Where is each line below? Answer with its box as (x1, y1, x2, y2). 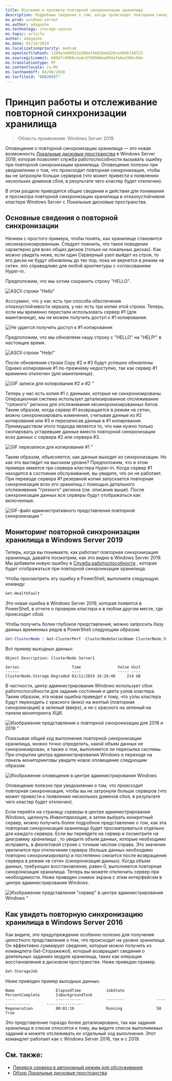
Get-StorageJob (5, 969, 38, 974)
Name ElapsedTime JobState (5, 988, 125, 993)
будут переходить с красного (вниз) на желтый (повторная (5, 699, 135, 705)
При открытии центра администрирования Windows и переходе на (5, 751, 153, 758)
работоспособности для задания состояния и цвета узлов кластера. (5, 688, 156, 694)
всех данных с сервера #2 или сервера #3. (5, 434, 100, 440)
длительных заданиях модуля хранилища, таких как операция (5, 953, 142, 959)
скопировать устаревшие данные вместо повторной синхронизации (5, 428, 156, 434)
